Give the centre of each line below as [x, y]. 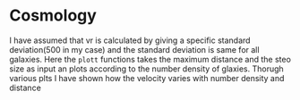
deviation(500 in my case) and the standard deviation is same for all [134, 49]
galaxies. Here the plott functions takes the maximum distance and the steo [150, 59]
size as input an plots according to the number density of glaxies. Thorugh [146, 69]
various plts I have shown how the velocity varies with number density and [147, 78]
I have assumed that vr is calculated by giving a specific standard [130, 40]
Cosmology [53, 16]
